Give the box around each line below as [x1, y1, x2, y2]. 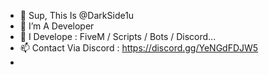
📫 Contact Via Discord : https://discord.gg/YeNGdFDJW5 [19, 42, 259, 54]
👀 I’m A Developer [19, 20, 95, 32]
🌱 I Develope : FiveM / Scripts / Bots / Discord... [19, 31, 217, 42]
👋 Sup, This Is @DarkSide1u [19, 10, 135, 21]
